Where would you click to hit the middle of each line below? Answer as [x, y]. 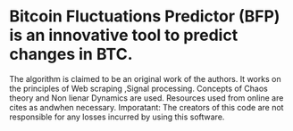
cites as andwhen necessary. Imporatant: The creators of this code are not [146, 107]
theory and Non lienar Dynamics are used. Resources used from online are [146, 98]
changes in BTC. [71, 54]
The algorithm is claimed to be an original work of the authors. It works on [145, 78]
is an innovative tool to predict [124, 35]
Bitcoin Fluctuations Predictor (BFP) [145, 16]
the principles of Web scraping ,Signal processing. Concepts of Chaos [138, 88]
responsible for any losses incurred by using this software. [117, 117]
